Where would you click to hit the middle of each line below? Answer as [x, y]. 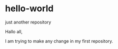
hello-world [29, 9]
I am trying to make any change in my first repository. [59, 41]
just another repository [28, 22]
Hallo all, [14, 31]
